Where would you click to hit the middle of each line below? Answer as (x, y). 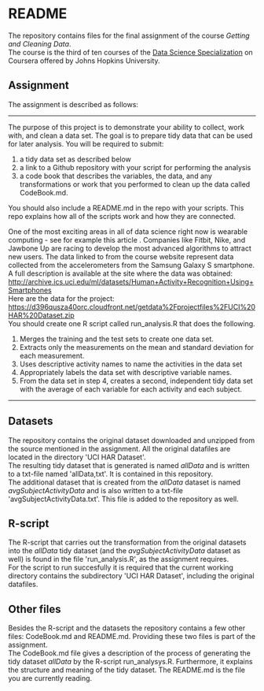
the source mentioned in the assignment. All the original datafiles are (119, 448)
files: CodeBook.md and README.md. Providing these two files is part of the (132, 637)
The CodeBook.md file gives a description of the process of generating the (130, 653)
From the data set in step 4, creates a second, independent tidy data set (136, 381)
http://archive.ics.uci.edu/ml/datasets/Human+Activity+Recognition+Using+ (131, 281)
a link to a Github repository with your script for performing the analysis (135, 167)
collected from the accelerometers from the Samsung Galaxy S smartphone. (132, 265)
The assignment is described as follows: (73, 104)
